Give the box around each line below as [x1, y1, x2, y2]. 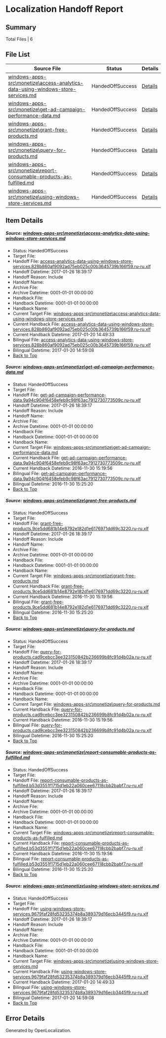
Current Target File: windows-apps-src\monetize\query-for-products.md [12, 701, 161, 707]
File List [5, 50, 30, 59]
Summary [5, 23, 36, 32]
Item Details [5, 216, 43, 225]
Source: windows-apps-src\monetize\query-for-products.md [5, 626, 135, 632]
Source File [33, 65, 61, 72]
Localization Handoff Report [5, 3, 124, 15]
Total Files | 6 [5, 36, 33, 42]
